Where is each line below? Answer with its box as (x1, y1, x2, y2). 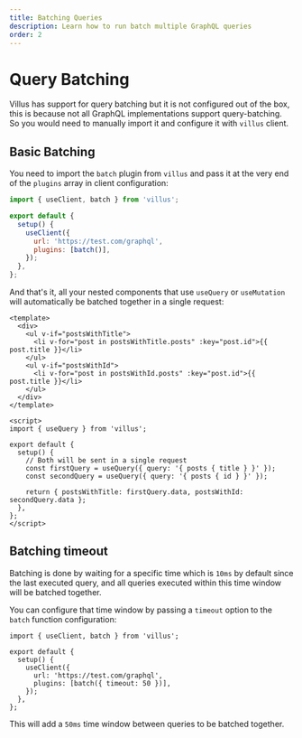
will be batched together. (9, 586, 102, 597)
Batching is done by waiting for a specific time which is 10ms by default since (9, 567, 295, 578)
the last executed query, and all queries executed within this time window (9, 577, 282, 588)
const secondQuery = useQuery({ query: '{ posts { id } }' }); (25, 472, 269, 481)
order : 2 (9, 30, 42, 39)
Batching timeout (9, 544, 108, 559)
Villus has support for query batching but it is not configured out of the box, (9, 98, 290, 109)
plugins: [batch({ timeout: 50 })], (32, 678, 171, 687)
